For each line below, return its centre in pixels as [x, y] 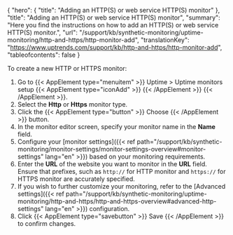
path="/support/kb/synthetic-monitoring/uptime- [136, 194]
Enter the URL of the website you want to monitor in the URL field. [112, 164]
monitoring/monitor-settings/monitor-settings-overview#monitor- [112, 149]
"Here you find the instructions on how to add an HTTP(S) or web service [113, 25]
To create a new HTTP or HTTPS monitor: [67, 68]
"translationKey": [165, 40]
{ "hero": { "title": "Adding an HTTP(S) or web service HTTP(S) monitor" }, [114, 10]
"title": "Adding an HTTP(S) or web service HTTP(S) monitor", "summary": [114, 18]
